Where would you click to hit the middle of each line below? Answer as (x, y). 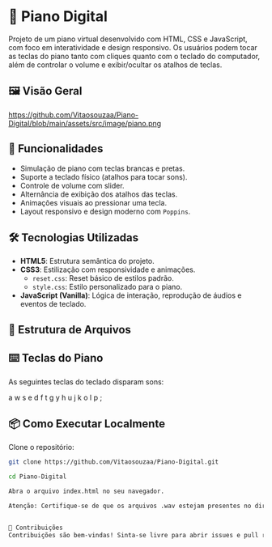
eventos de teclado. (53, 304)
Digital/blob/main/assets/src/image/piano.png (85, 123)
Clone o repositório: (41, 447)
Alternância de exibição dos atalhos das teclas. (99, 194)
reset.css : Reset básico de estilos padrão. (103, 278)
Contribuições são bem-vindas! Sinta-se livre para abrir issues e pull (134, 535)
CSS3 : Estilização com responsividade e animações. (108, 269)
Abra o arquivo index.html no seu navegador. (86, 492)
